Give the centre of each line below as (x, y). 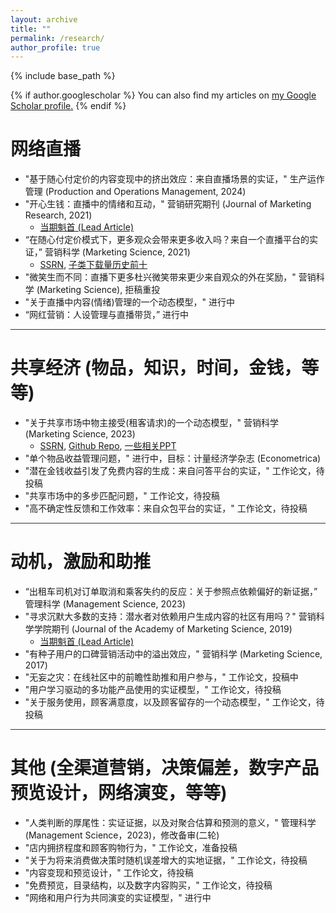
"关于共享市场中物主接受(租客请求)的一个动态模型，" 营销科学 (151, 423)
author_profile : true (55, 47)
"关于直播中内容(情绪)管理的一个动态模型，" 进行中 (129, 302)
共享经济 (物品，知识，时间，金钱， (156, 368)
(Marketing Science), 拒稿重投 (98, 290)
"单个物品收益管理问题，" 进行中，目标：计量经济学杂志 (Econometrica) (173, 458)
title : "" (31, 29)
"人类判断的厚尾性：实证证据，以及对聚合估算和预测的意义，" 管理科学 (170, 822)
